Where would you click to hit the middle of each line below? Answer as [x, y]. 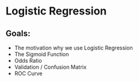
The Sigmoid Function [42, 54]
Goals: [18, 33]
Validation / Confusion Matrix [50, 67]
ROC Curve [28, 73]
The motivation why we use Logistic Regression [73, 48]
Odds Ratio [28, 61]
